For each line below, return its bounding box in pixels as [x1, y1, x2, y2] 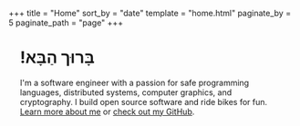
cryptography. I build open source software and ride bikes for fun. [20, 96, 268, 107]
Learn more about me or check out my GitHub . [20, 106, 195, 117]
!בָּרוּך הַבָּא [20, 47, 95, 67]
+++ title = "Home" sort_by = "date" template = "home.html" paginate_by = [8, 8, 292, 18]
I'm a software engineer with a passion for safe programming [20, 77, 250, 88]
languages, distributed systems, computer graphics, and [20, 86, 233, 98]
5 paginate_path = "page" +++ [8, 17, 124, 28]
